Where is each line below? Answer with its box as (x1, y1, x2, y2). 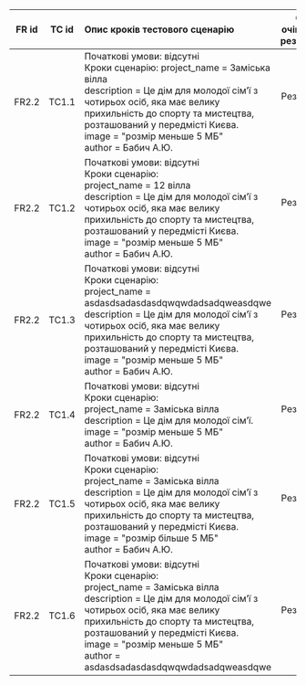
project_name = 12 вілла (84, 179, 191, 191)
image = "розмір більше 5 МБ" (84, 532, 219, 544)
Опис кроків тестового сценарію (84, 23, 235, 36)
